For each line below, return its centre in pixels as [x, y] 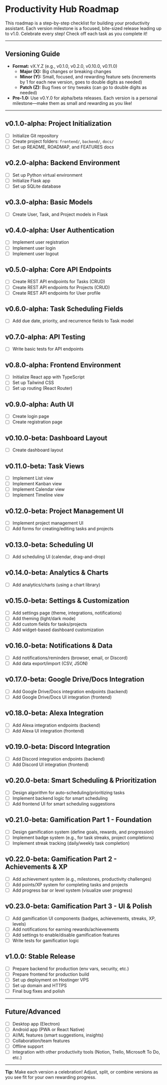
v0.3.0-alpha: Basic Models [49, 202]
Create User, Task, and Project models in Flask [60, 214]
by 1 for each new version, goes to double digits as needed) [81, 82]
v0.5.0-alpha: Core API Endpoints [58, 270]
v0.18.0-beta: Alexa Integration [54, 713]
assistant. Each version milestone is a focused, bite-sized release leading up [83, 28]
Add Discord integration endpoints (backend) [59, 759]
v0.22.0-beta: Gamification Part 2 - [61, 859]
